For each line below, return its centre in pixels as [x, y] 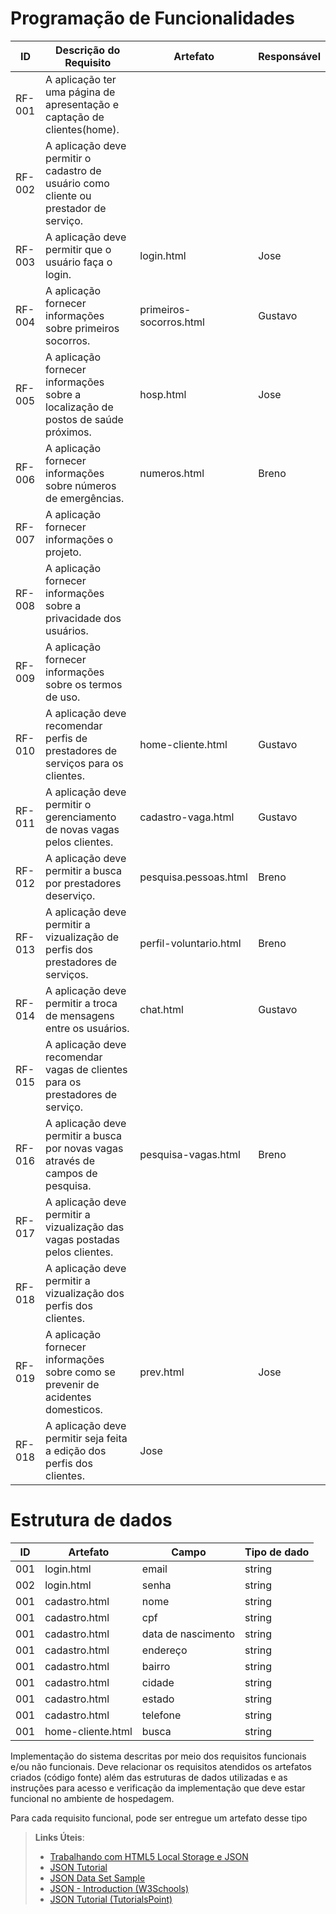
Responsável [289, 56]
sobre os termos [84, 684]
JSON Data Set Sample [97, 1878]
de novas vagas [82, 829]
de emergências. [85, 498]
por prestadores [83, 883]
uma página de [80, 92]
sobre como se [80, 1372]
